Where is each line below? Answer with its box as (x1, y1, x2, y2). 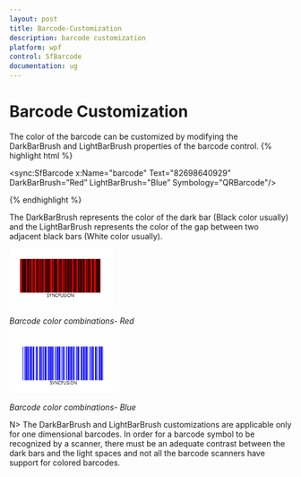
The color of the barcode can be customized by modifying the (9, 131, 239, 142)
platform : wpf (9, 43, 63, 52)
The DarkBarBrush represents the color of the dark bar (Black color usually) (9, 212, 289, 222)
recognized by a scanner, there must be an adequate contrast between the (9, 438, 286, 448)
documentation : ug (9, 62, 78, 71)
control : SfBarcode (9, 52, 82, 62)
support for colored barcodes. (9, 457, 121, 468)
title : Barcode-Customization (9, 23, 123, 33)
